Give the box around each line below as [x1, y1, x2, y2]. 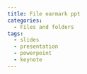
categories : [7, 17, 42, 24]
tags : [7, 30, 23, 37]
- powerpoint [13, 50, 52, 57]
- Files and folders [13, 23, 74, 30]
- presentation [13, 43, 59, 50]
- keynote [13, 56, 42, 63]
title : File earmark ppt [7, 10, 81, 18]
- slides [13, 37, 40, 44]
